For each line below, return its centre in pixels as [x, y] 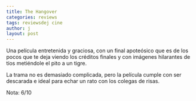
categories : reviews [32, 17]
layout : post [22, 34]
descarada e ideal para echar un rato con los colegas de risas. [83, 81]
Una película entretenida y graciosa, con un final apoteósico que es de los [97, 50]
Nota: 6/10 [19, 93]
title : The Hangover [32, 12]
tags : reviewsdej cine [34, 23]
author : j [19, 28]
